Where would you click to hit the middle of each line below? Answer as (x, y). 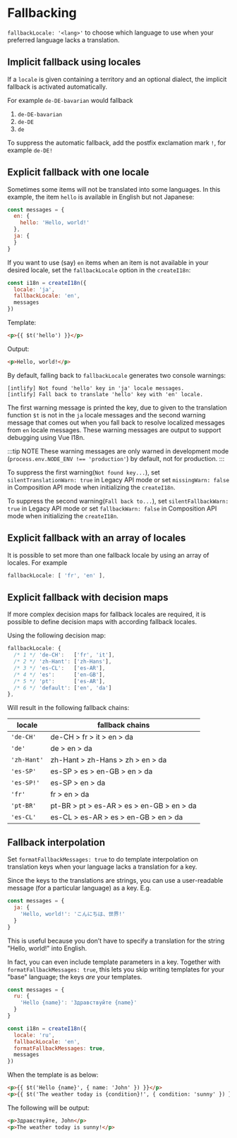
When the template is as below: (53, 1075)
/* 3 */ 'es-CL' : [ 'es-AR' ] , (60, 668)
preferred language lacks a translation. (63, 39)
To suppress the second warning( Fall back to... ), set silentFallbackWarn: (118, 501)
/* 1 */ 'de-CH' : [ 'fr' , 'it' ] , (64, 655)
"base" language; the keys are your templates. (75, 977)
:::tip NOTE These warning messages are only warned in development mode (118, 451)
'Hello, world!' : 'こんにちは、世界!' (73, 914)
